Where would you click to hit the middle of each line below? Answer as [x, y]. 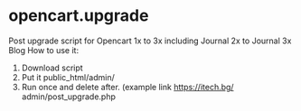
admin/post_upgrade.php [69, 97]
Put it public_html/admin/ [68, 77]
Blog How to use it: [43, 50]
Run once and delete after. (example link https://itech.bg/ [127, 87]
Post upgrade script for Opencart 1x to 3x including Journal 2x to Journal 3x [150, 41]
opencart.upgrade [79, 16]
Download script [52, 68]
